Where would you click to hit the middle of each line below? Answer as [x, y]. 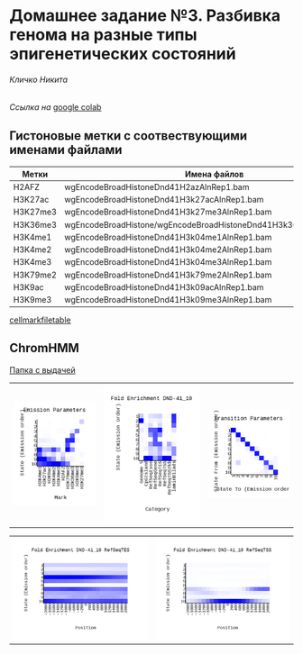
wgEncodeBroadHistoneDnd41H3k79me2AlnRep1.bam [168, 275]
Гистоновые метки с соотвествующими [129, 136]
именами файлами [66, 150]
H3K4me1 [32, 237]
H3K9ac [28, 287]
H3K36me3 [35, 224]
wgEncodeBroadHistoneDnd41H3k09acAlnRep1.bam [164, 287]
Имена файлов [214, 174]
